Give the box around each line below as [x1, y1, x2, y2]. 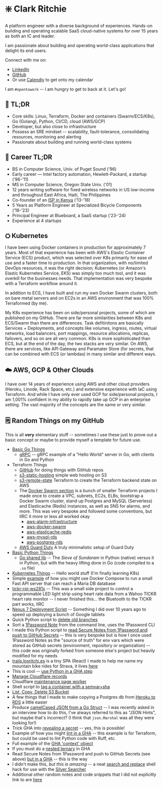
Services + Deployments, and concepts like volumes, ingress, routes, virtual [5, 325, 157, 331]
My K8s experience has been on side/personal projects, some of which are [5, 310, 155, 316]
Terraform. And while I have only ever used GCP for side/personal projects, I [5, 392, 158, 397]
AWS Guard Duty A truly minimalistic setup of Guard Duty [19, 545, 134, 550]
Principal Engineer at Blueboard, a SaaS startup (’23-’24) [12, 212, 126, 218]
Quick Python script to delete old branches [12, 617, 98, 622]
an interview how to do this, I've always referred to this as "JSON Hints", [12, 710, 156, 715]
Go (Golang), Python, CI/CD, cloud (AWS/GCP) [12, 118, 106, 124]
